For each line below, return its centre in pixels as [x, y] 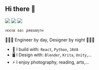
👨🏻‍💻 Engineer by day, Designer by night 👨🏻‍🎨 [50, 40]
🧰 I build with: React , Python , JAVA [45, 49]
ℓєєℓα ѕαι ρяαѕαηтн [24, 30]
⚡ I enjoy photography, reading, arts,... [50, 62]
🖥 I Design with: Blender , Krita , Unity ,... [52, 55]
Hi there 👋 [20, 9]
